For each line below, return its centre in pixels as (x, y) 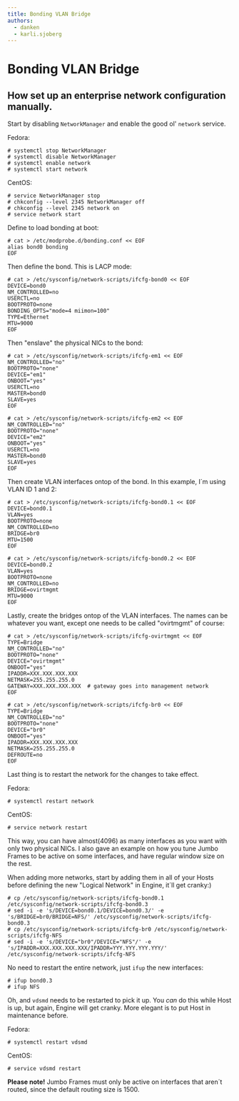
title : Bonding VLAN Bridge (49, 14)
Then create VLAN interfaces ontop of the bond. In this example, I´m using (117, 482)
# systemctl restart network (51, 801)
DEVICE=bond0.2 (30, 565)
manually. (30, 107)
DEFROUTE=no (25, 755)
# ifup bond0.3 (30, 981)
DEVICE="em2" (27, 437)
